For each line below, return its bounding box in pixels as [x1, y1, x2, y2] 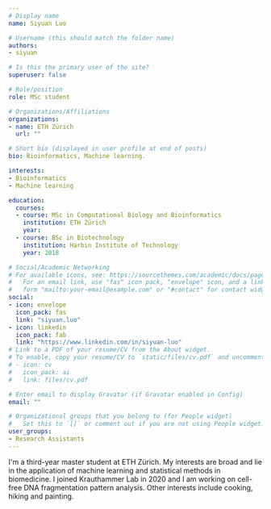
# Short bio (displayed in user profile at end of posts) [8, 144, 207, 153]
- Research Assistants [8, 435, 85, 443]
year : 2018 [23, 248, 60, 257]
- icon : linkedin [8, 323, 67, 332]
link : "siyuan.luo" [15, 315, 81, 323]
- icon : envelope [8, 301, 67, 309]
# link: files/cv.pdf [8, 376, 89, 384]
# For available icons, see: [8, 271, 106, 279]
